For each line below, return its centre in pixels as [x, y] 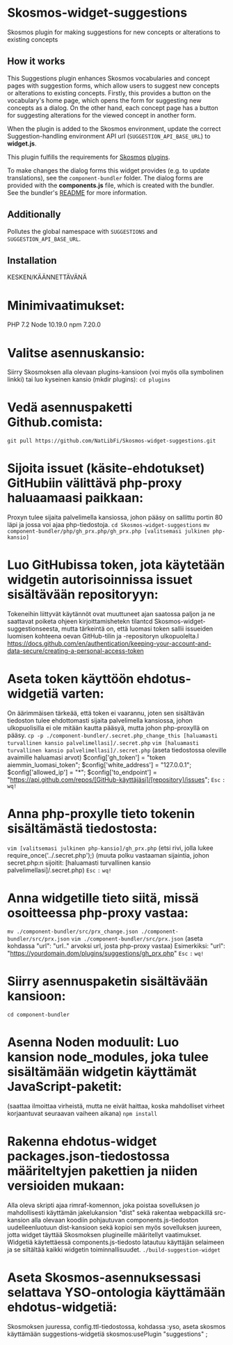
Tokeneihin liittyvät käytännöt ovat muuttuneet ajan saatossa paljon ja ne [111, 614]
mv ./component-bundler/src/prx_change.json [73, 931]
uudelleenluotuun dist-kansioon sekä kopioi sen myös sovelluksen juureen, [114, 1227]
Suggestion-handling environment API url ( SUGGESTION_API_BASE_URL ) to [109, 136]
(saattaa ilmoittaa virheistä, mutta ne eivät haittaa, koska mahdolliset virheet [116, 1106]
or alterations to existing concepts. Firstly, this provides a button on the [109, 93]
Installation [32, 260]
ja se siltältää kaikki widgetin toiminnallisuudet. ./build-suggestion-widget [114, 1249]
